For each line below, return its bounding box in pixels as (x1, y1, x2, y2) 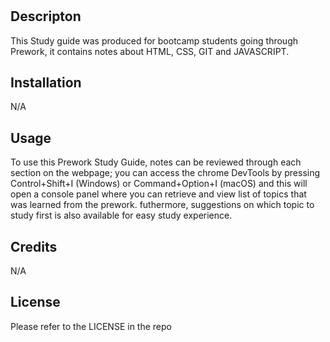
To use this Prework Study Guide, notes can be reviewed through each (10, 156, 302, 168)
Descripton (10, 8, 82, 25)
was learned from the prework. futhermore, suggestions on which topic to (10, 199, 315, 211)
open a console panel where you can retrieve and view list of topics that (10, 188, 307, 200)
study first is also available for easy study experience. (10, 209, 233, 222)
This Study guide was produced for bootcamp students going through (10, 34, 298, 47)
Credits (10, 238, 58, 255)
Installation (10, 74, 82, 91)
